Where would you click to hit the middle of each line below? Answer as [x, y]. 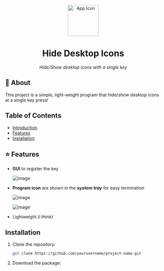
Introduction [25, 128]
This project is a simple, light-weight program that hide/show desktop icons [82, 95]
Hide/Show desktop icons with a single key [83, 67]
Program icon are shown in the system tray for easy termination [78, 188]
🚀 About [18, 83]
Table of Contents [33, 116]
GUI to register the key [35, 169]
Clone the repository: [34, 244]
